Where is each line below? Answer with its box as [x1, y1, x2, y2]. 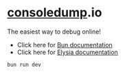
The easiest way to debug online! [7, 27, 102, 36]
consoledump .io [7, 5, 102, 21]
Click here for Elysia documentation [16, 48, 118, 56]
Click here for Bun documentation [16, 40, 113, 49]
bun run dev [7, 61, 41, 68]
